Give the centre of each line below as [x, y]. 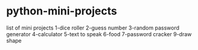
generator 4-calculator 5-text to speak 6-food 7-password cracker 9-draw [99, 34]
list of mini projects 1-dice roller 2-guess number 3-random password [93, 28]
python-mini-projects [62, 11]
